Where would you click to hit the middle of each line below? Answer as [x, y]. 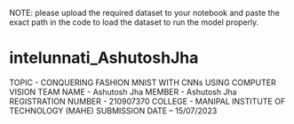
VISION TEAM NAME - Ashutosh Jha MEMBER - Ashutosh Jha [123, 91]
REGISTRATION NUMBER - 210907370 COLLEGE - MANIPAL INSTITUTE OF [147, 101]
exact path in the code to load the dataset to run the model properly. [134, 22]
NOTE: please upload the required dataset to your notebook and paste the [144, 13]
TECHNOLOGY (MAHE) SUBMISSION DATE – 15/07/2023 [113, 111]
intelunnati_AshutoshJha [104, 58]
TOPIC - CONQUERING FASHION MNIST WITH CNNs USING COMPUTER [143, 82]
